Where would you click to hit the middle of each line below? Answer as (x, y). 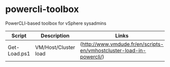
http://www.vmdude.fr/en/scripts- (123, 44)
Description (55, 35)
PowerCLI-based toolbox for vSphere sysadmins (56, 23)
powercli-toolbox (42, 9)
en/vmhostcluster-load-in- (113, 50)
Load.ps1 (19, 53)
